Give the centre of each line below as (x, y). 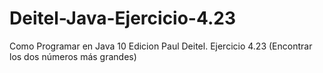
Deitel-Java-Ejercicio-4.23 (123, 18)
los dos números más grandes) (73, 56)
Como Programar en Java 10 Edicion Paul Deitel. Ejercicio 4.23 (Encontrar (161, 46)
